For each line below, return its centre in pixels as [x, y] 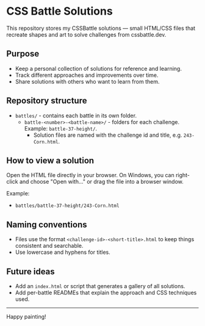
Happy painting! [27, 317]
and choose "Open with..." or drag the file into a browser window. [102, 182]
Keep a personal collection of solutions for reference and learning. [98, 68]
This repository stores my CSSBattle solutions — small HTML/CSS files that [101, 28]
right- [183, 175]
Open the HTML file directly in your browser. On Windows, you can [91, 175]
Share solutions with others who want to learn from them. [87, 81]
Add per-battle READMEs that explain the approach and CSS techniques [106, 292]
